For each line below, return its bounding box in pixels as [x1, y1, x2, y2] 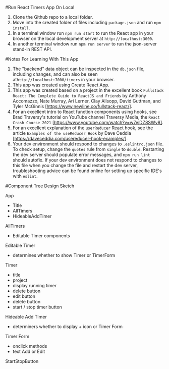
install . [12, 25, 30, 31]
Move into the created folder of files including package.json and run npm [12, 20, 161, 25]
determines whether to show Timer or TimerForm [12, 252, 116, 258]
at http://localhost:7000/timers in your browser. [12, 77, 115, 82]
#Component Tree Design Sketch [5, 183, 75, 189]
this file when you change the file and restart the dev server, [12, 163, 138, 168]
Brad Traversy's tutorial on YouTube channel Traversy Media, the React [12, 114, 160, 120]
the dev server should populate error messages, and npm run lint [12, 151, 150, 157]
